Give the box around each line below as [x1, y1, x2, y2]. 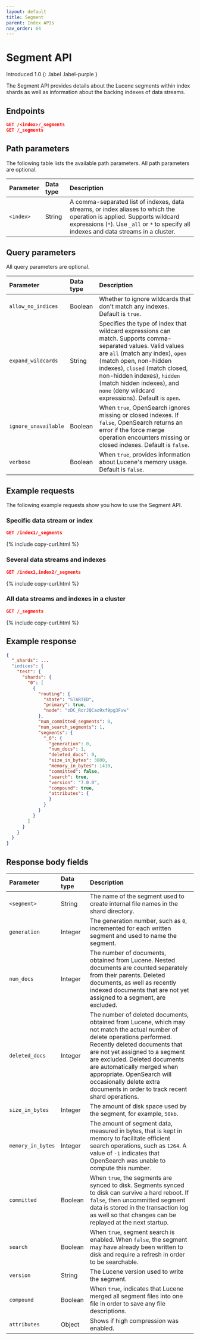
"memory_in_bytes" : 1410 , [48, 763, 113, 769]
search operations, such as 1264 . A [90, 1142, 187, 1150]
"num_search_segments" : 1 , [37, 724, 105, 730]
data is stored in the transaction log [90, 1203, 189, 1211]
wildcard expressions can [99, 327, 171, 335]
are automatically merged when [90, 1062, 179, 1071]
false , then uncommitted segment [90, 1196, 186, 1204]
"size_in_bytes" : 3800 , [48, 757, 108, 763]
